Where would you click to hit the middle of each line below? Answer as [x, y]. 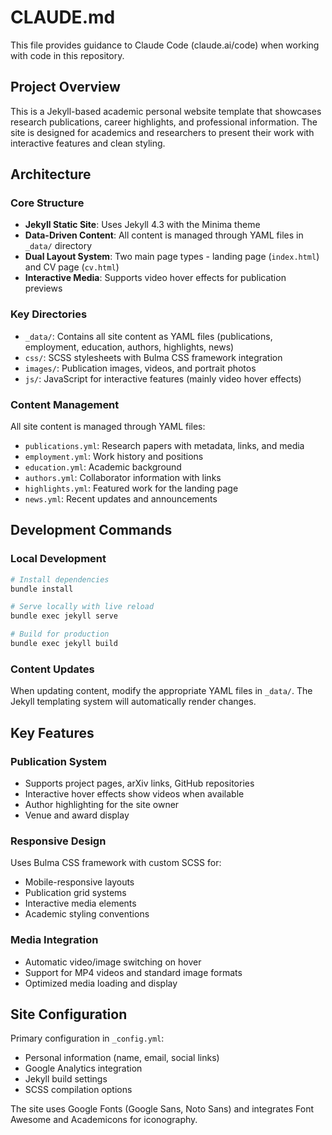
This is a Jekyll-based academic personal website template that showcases [166, 111]
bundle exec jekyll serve [64, 616]
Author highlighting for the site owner [102, 804]
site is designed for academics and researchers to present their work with [162, 132]
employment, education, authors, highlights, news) [129, 347]
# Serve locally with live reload [82, 607]
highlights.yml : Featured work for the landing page [131, 488]
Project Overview [65, 87]
